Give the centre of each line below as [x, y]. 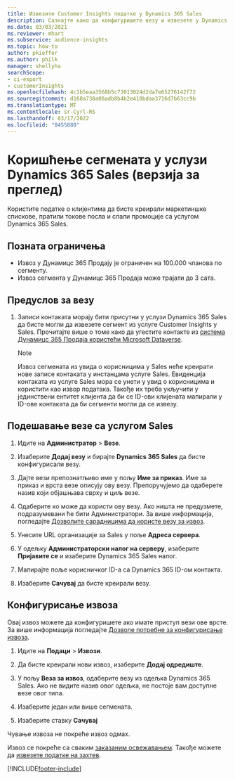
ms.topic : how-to [33, 46]
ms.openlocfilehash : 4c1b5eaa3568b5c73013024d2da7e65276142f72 [102, 92]
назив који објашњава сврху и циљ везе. [79, 492]
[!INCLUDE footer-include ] [45, 768]
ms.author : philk [33, 60]
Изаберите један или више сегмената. [75, 707]
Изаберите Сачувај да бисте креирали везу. [84, 583]
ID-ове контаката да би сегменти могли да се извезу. [98, 404]
